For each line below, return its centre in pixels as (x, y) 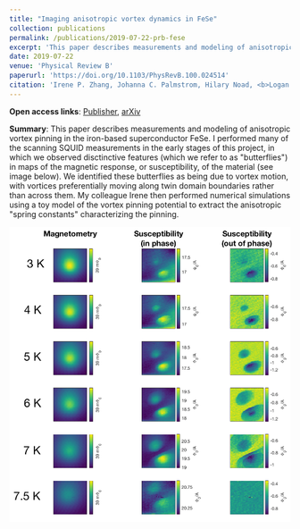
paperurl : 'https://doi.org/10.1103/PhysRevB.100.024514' (119, 76)
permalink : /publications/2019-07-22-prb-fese (97, 38)
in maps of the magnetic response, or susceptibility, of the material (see (142, 166)
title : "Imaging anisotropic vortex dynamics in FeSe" (113, 19)
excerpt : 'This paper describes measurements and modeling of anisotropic (151, 47)
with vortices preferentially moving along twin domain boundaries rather (142, 185)
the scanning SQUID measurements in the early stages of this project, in (142, 147)
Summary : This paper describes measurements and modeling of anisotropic (150, 129)
